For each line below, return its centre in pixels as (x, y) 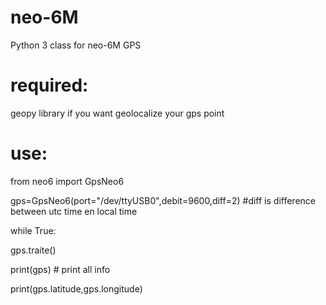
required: (49, 85)
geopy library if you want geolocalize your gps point (117, 113)
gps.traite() (33, 250)
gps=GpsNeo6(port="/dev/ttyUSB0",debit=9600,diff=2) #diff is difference (163, 200)
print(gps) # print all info (60, 269)
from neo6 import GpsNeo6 (67, 181)
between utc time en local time (74, 211)
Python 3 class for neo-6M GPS (76, 45)
